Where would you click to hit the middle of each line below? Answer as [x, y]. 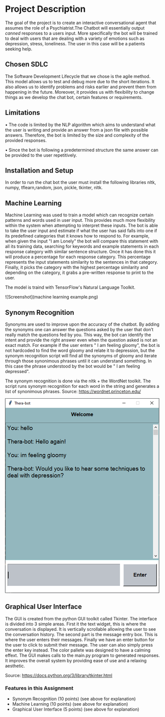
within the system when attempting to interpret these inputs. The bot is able [82, 226]
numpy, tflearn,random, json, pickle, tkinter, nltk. [54, 188]
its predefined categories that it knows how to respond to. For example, [77, 236]
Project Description [45, 9]
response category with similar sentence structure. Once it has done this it [81, 252]
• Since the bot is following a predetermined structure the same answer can [82, 150]
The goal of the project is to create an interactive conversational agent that [81, 23]
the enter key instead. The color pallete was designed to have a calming [78, 650]
